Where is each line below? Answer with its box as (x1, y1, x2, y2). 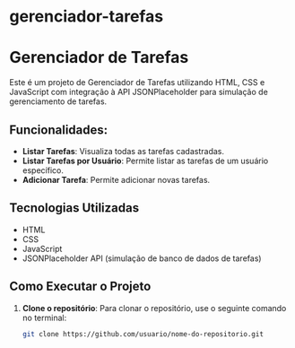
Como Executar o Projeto (9, 279, 152, 294)
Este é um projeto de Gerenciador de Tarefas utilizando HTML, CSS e (9, 77, 265, 88)
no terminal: (22, 312, 67, 323)
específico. (22, 164, 65, 176)
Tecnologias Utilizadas (9, 200, 140, 216)
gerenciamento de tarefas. (9, 96, 108, 107)
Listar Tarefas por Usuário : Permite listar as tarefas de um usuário (22, 155, 269, 166)
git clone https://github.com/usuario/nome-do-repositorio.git (22, 329, 265, 338)
